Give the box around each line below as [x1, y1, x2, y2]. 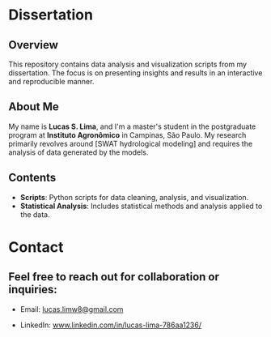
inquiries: [8, 283, 58, 296]
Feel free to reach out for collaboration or [8, 270, 220, 284]
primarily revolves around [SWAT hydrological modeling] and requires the [8, 139, 253, 148]
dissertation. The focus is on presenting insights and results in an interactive [8, 68, 263, 78]
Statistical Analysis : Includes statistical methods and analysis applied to [19, 201, 263, 211]
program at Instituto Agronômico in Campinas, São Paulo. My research [8, 130, 247, 139]
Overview [8, 38, 59, 52]
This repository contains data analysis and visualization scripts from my [8, 59, 248, 69]
